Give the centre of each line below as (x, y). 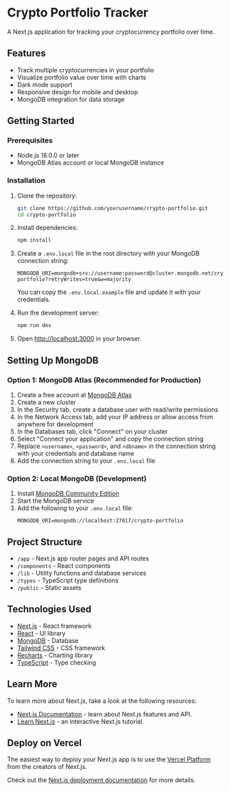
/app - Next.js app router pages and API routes (83, 558)
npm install (34, 240)
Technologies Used (49, 610)
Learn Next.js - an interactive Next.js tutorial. (80, 721)
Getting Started (41, 121)
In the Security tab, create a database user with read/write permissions (117, 409)
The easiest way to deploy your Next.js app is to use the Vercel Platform (109, 759)
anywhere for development (55, 424)
